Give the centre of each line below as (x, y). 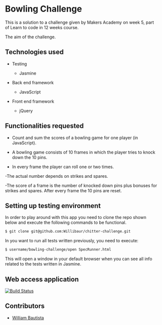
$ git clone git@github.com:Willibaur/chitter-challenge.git (68, 232)
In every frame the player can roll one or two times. (63, 167)
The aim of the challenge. (30, 37)
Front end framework (33, 101)
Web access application (42, 279)
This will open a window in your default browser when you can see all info (79, 259)
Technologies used (34, 52)
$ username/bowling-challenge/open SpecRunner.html (58, 250)
